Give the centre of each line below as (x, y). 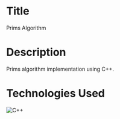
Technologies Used (56, 93)
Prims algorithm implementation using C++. (60, 69)
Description (36, 52)
